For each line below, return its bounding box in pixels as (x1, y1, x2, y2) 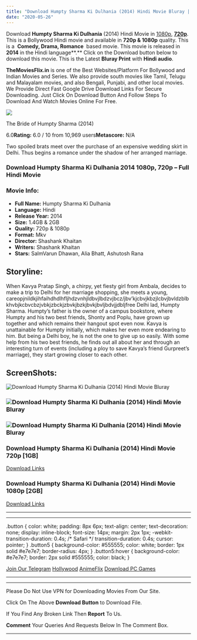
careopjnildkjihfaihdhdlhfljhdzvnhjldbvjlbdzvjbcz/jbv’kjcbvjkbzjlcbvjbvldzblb (6, 294, 189, 302)
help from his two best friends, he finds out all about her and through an (6, 338, 180, 346)
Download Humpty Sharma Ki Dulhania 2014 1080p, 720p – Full (6, 164, 189, 172)
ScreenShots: (6, 368, 57, 378)
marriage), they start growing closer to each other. (6, 351, 128, 358)
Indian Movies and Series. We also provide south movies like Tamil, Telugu (6, 73, 186, 80)
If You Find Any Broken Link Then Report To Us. (6, 610, 122, 617)
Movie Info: (6, 187, 39, 195)
